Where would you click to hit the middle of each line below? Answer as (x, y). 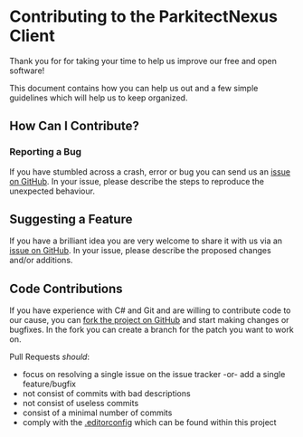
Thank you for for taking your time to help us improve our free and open (143, 61)
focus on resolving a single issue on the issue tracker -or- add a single (154, 375)
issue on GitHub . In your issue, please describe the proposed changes (140, 251)
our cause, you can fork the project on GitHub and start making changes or (149, 320)
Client (33, 36)
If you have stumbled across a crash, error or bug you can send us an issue (150, 171)
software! (27, 71)
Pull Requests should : (50, 357)
